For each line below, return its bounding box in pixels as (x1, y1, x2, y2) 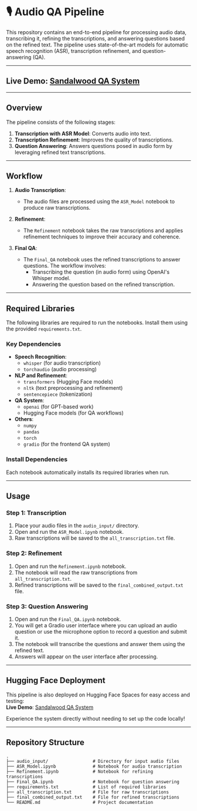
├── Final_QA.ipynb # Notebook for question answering (6, 779, 180, 785)
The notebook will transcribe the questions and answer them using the (14, 641, 186, 648)
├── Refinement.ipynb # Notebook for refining (6, 768, 154, 775)
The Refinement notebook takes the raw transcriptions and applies (23, 227, 184, 234)
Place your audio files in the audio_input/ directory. (14, 522, 140, 529)
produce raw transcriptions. (23, 204, 91, 211)
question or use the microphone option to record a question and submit (14, 628, 188, 635)
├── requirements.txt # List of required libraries (6, 784, 167, 790)
